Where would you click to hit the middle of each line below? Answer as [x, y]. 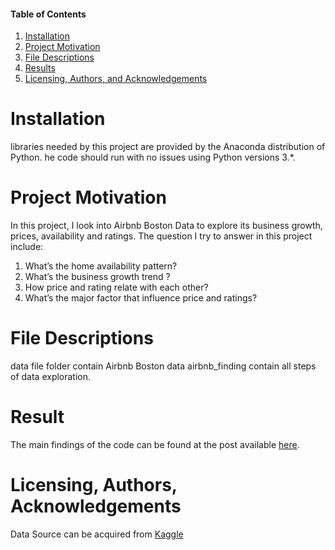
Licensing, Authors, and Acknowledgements [116, 79]
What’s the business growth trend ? [97, 277]
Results [40, 68]
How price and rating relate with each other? [116, 287]
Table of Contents [48, 14]
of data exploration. [51, 377]
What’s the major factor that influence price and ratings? [141, 298]
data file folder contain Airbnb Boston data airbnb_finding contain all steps [163, 366]
